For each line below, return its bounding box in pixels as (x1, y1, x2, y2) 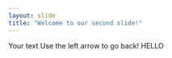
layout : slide (8, 11, 57, 20)
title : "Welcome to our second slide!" (8, 19, 143, 27)
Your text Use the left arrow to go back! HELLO (8, 41, 164, 50)
